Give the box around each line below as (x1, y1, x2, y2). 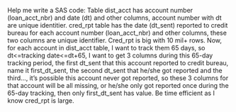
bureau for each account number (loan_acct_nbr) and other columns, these (7, 28, 227, 37)
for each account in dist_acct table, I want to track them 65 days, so (7, 44, 206, 52)
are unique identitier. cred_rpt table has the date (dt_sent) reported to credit (7, 21, 228, 29)
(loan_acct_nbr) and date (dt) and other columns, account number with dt (7, 13, 222, 22)
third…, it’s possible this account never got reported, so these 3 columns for (7, 74, 229, 82)
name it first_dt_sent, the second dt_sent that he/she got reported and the (7, 67, 223, 74)
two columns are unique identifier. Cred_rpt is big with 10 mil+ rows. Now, (7, 36, 222, 45)
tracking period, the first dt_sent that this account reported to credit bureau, (7, 59, 229, 67)
